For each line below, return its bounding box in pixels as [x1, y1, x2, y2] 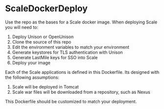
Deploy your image [12, 60, 50, 65]
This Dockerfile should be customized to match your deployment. [5, 98, 137, 104]
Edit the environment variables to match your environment [12, 44, 130, 50]
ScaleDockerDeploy [5, 3, 88, 14]
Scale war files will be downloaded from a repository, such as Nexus [12, 89, 150, 95]
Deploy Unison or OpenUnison [12, 34, 74, 40]
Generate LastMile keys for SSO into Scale [12, 54, 98, 60]
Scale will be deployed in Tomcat [12, 84, 79, 89]
